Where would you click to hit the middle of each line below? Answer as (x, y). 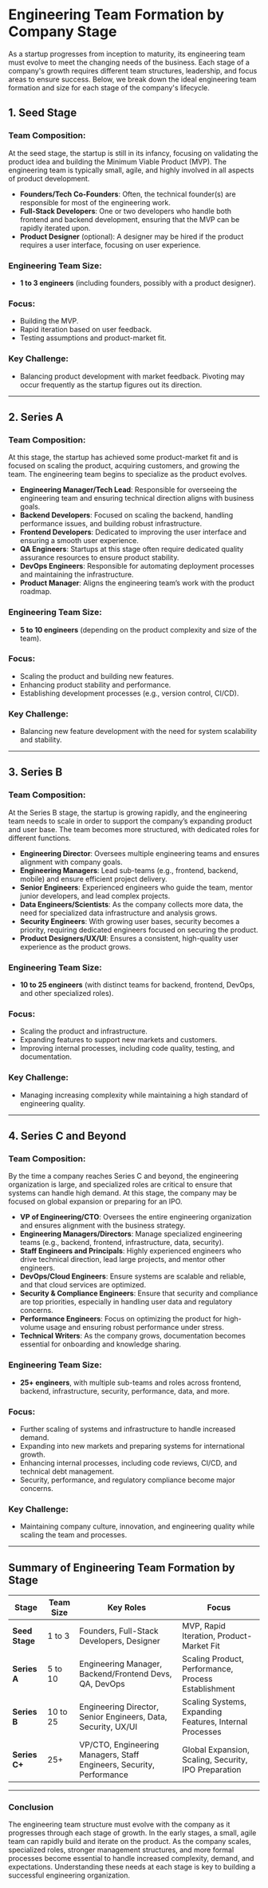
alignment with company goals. (71, 862)
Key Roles (126, 1608)
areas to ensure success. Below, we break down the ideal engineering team (132, 79)
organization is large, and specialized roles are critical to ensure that (120, 1184)
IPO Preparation (212, 1770)
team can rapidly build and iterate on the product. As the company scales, (130, 1842)
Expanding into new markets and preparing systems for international (132, 1446)
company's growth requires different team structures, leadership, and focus (133, 70)
